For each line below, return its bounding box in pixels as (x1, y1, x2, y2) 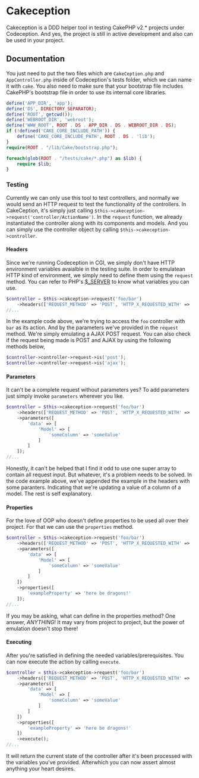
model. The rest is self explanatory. (6, 490, 93, 497)
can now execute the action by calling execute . (6, 658, 121, 665)
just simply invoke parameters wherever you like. (6, 392, 125, 400)
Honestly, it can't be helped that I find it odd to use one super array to (6, 465, 177, 472)
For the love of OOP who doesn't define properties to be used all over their (6, 517, 189, 524)
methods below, (6, 343, 46, 350)
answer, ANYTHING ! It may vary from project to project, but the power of (6, 618, 185, 625)
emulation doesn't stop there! (6, 625, 78, 632)
